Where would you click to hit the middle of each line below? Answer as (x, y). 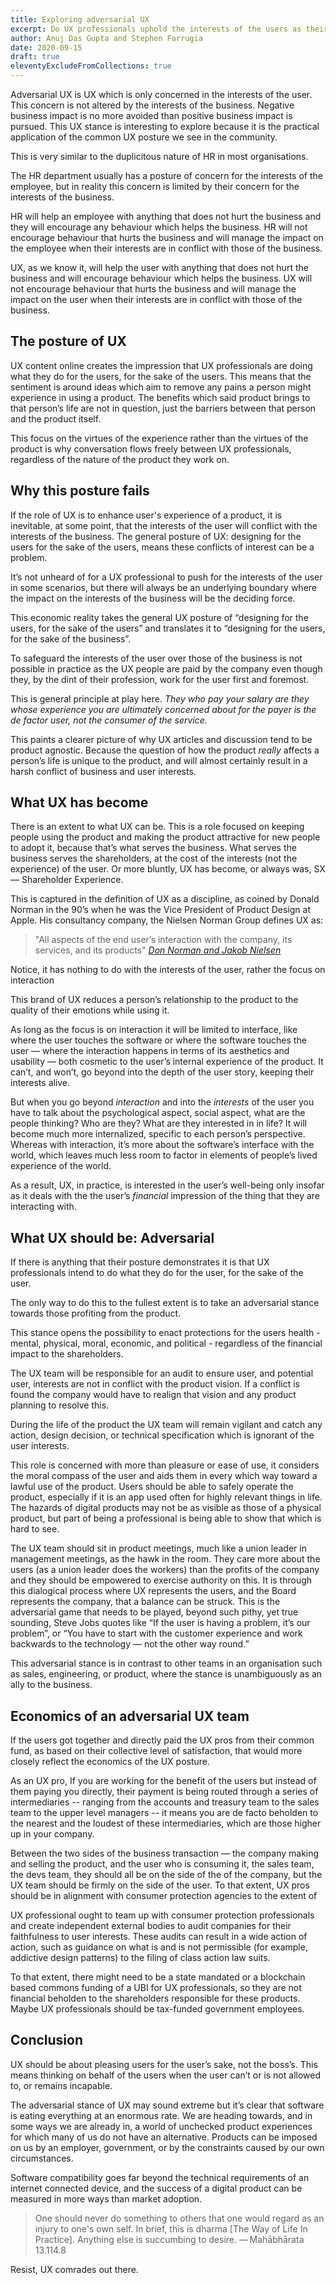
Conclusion (47, 2040)
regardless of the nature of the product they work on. (120, 459)
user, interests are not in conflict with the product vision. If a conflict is (155, 1384)
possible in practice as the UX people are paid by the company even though (166, 668)
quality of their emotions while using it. (90, 1010)
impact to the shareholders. (67, 1354)
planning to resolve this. (60, 1405)
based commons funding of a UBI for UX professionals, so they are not (156, 1988)
